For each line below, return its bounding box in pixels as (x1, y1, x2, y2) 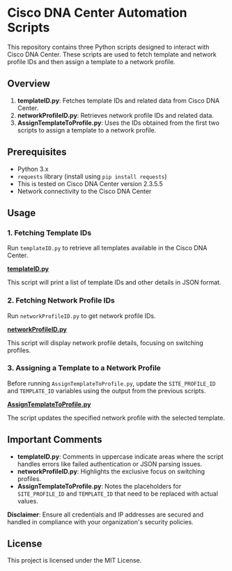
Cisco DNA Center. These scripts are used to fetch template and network (7, 50, 217, 59)
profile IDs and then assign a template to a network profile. (7, 57, 176, 66)
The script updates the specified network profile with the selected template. (7, 413, 225, 422)
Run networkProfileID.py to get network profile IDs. (7, 312, 156, 320)
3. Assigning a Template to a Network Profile (7, 363, 162, 373)
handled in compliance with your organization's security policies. (7, 517, 194, 526)
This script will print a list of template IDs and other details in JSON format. (7, 278, 222, 287)
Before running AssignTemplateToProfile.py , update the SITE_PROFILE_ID (7, 379, 216, 388)
